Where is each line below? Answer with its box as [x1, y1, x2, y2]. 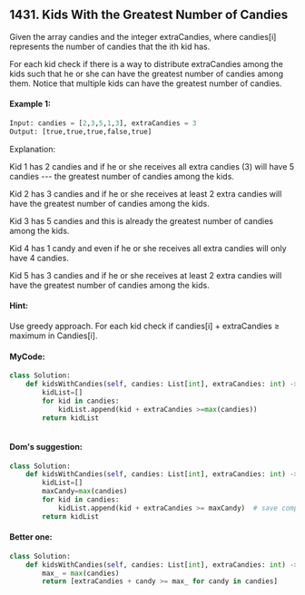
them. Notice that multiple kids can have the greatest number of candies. [9, 77, 282, 89]
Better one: [9, 532, 53, 542]
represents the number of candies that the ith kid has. [9, 41, 211, 52]
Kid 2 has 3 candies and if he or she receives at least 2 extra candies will [9, 188, 282, 199]
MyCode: [9, 351, 45, 362]
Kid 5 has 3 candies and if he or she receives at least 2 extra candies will [9, 269, 282, 280]
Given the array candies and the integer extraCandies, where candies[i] [9, 31, 277, 42]
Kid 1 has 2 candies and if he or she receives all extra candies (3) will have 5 [9, 161, 295, 171]
